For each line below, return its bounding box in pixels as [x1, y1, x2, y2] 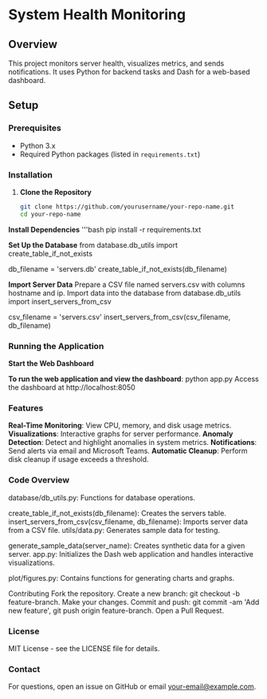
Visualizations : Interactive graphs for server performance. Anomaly [8, 429, 234, 439]
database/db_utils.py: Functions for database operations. [8, 493, 195, 502]
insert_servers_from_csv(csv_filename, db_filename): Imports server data [8, 517, 249, 526]
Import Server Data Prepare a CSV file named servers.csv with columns [8, 280, 245, 289]
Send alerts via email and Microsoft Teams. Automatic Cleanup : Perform [8, 446, 249, 456]
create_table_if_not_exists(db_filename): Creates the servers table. [8, 508, 227, 518]
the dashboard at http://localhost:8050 [8, 383, 135, 392]
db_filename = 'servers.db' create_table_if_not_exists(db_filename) [8, 264, 227, 273]
